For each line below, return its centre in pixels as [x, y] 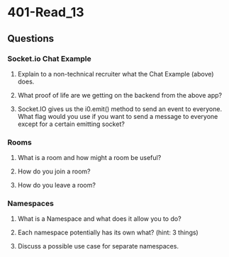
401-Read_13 [46, 12]
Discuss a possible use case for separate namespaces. [98, 246]
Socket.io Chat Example [49, 59]
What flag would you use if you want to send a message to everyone [118, 116]
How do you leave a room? [56, 185]
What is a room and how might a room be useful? [89, 158]
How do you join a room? [54, 171]
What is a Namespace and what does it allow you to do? [100, 219]
